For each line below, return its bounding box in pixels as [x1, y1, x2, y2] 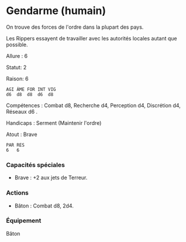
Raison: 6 [6, 75, 29, 82]
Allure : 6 [6, 52, 28, 59]
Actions [6, 189, 29, 197]
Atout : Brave [6, 131, 37, 138]
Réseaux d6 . [6, 108, 38, 115]
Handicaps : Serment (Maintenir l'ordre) [6, 119, 102, 127]
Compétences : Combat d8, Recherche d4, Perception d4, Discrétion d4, [6, 101, 181, 109]
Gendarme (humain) [6, 4, 106, 18]
